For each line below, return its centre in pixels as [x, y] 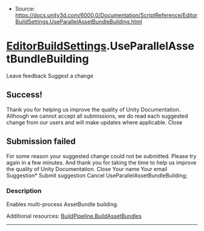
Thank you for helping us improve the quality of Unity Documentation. [93, 109]
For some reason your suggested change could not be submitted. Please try [101, 156]
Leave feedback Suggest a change [50, 76]
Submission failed [41, 142]
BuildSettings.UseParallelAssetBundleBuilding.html [79, 22]
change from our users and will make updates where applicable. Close [94, 122]
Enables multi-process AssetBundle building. [62, 204]
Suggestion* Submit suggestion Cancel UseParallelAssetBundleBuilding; [97, 175]
